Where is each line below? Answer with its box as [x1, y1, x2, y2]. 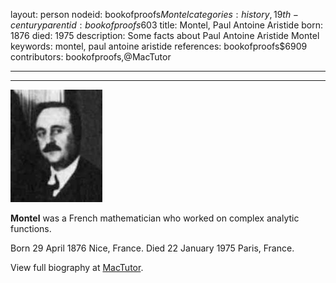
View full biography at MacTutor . [10, 262, 144, 273]
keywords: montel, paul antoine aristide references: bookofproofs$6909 [10, 40, 308, 52]
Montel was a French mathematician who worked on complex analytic [10, 212, 300, 224]
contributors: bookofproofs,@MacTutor [10, 51, 172, 63]
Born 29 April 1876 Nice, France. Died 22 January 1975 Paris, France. [10, 242, 295, 254]
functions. [10, 223, 52, 234]
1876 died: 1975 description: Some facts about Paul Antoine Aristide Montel [10, 30, 320, 41]
